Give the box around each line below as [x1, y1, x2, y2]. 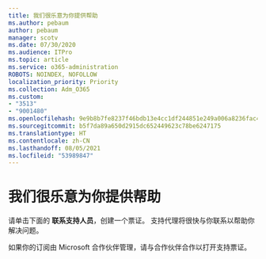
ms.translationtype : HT [8, 129, 87, 137]
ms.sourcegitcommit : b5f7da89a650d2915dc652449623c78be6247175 [8, 122, 222, 130]
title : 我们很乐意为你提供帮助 [8, 11, 98, 20]
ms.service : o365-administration [8, 63, 119, 71]
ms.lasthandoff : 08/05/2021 [8, 144, 101, 152]
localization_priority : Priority [8, 78, 119, 86]
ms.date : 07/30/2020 [8, 41, 77, 49]
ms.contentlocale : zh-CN [8, 136, 90, 145]
